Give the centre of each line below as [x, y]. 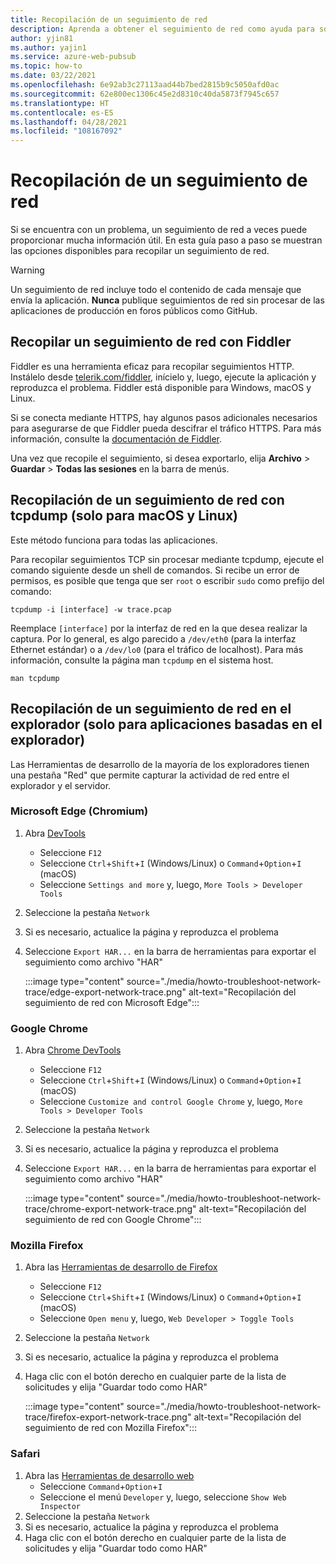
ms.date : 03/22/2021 [53, 76]
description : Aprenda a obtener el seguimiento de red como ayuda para [162, 29]
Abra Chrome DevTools [73, 1050]
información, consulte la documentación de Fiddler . [116, 438]
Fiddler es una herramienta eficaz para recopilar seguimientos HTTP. [152, 366]
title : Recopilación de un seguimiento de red [109, 19]
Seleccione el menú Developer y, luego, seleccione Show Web [163, 1497]
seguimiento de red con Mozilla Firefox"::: [110, 1428]
